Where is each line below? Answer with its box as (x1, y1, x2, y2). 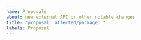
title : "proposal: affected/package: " (6, 19, 106, 25)
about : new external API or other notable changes (6, 14, 136, 20)
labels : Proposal (6, 25, 50, 31)
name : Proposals (6, 8, 47, 15)
